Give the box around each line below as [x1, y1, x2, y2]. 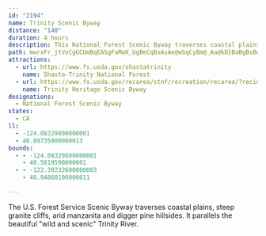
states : [8, 108, 34, 116]
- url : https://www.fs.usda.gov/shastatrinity [15, 63, 172, 71]
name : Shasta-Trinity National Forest [22, 70, 150, 78]
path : [8, 48, 26, 56]
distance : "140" [8, 26, 62, 34]
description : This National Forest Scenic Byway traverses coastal [8, 41, 236, 49]
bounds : [8, 144, 34, 152]
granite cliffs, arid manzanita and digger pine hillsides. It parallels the [8, 211, 233, 220]
